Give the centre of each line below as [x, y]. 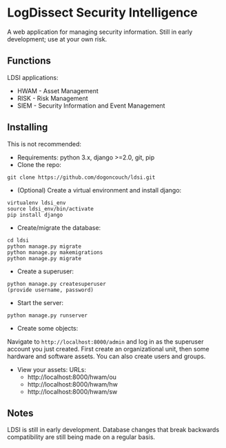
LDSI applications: [33, 77]
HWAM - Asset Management [58, 90]
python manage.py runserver [48, 315]
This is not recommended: [44, 144]
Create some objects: [48, 328]
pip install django [35, 215]
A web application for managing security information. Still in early [100, 32]
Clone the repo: [39, 164]
